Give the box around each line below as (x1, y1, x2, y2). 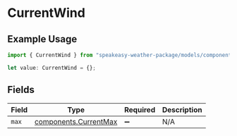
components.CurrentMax (34, 116, 118, 126)
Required (124, 104, 156, 114)
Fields (7, 84, 35, 96)
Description (162, 104, 202, 114)
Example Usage (7, 33, 78, 45)
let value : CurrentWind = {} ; (7, 64, 97, 71)
